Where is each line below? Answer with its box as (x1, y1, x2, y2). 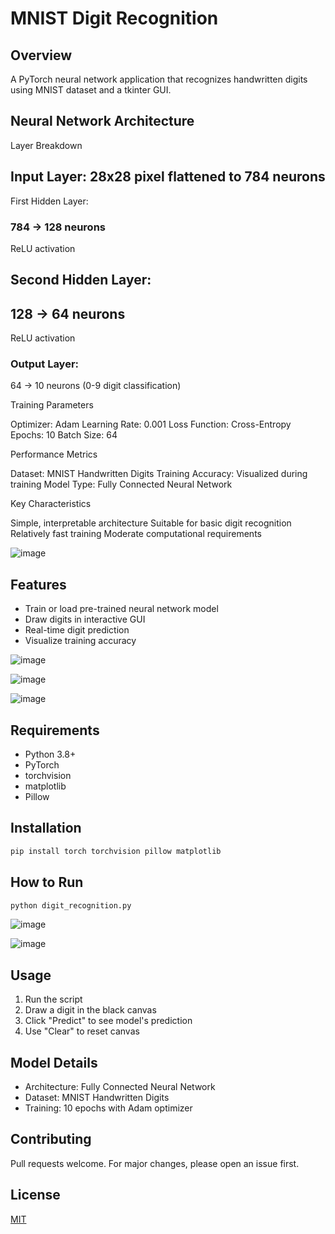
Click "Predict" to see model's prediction (24, 1015, 193, 1027)
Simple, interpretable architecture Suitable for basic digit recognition (10, 517, 292, 529)
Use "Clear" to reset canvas (24, 1025, 140, 1037)
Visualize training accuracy (24, 635, 137, 647)
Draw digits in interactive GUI (24, 613, 146, 626)
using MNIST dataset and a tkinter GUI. (10, 84, 172, 96)
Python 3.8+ (24, 748, 77, 761)
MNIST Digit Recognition (10, 7, 219, 30)
